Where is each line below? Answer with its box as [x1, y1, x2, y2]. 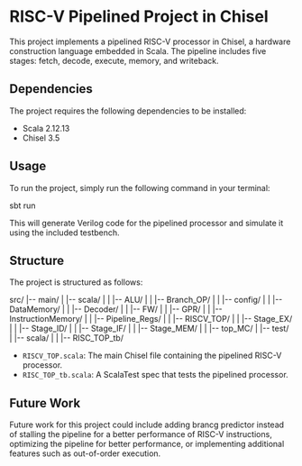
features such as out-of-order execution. [9, 448, 161, 459]
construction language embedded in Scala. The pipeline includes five [9, 45, 267, 56]
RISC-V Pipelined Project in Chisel [9, 6, 269, 27]
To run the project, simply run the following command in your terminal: [9, 182, 270, 193]
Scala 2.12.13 [22, 123, 70, 133]
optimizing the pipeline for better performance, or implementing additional [9, 439, 285, 450]
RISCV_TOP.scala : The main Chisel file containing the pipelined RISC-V [22, 350, 282, 361]
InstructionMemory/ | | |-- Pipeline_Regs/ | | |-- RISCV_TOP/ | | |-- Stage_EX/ [9, 314, 293, 324]
